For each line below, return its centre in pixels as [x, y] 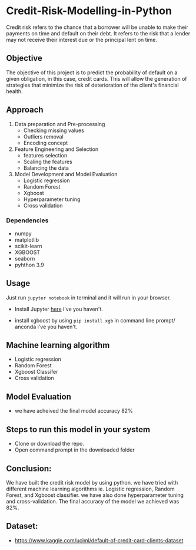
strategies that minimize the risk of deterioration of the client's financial [92, 85]
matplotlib [27, 239]
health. [14, 91]
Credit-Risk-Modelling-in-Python [89, 11]
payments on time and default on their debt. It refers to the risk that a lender [98, 33]
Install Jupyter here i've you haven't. [59, 309]
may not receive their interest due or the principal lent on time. [82, 39]
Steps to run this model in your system [78, 429]
